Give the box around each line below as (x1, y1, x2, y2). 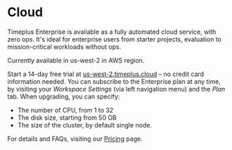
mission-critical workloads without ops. (7, 42, 122, 51)
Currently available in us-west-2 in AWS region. (7, 56, 145, 64)
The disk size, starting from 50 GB (17, 113, 117, 122)
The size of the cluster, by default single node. (17, 120, 153, 129)
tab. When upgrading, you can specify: (7, 92, 120, 101)
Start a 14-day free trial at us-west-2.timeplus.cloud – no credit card (7, 70, 205, 78)
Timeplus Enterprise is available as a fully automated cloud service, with (7, 27, 217, 36)
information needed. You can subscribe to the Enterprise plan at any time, (7, 77, 221, 85)
